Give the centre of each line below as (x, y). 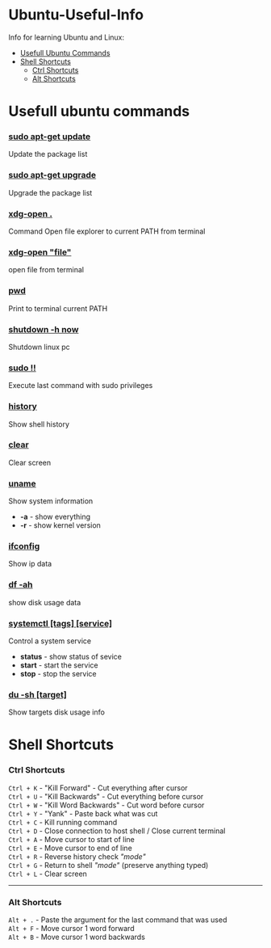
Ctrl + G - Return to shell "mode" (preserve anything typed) (108, 865)
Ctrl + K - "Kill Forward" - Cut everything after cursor (98, 788)
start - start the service (59, 665)
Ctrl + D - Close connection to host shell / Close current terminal (117, 831)
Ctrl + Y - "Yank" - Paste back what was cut (83, 813)
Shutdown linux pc (39, 347)
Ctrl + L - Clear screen (48, 874)
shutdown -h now (44, 329)
